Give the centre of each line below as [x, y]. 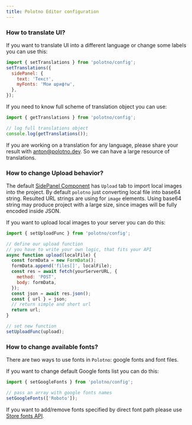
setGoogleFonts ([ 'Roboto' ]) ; [42, 398]
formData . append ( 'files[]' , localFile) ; [62, 266]
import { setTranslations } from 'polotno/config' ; [71, 62]
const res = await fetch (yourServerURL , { [64, 272]
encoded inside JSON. [33, 211]
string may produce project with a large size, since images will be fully [92, 204]
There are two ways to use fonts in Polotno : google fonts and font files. [92, 360]
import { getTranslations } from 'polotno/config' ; [71, 118]
